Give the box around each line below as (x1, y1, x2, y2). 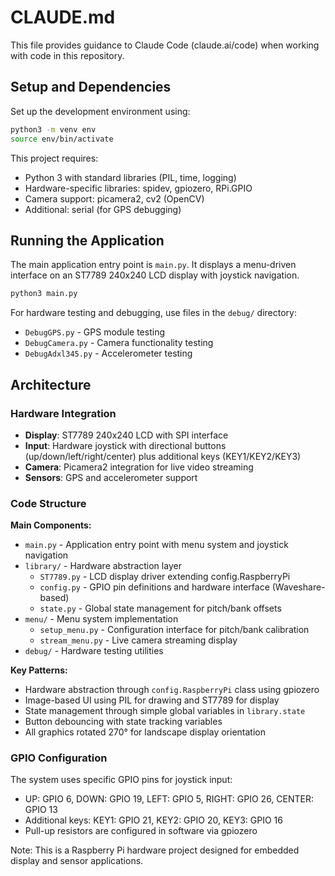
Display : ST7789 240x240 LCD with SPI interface (24, 429, 229, 441)
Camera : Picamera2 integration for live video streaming (24, 461, 254, 473)
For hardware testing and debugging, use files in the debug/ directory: (10, 307, 297, 319)
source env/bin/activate (10, 134, 114, 144)
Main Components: (10, 519, 92, 531)
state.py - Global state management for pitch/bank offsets (39, 602, 282, 615)
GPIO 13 (24, 804, 58, 816)
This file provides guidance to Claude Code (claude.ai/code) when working (10, 39, 320, 51)
